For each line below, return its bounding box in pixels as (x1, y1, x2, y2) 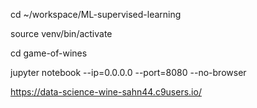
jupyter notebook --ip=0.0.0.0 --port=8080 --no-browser (10, 67, 247, 78)
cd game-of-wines (10, 47, 88, 59)
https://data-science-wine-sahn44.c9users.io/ (10, 86, 202, 98)
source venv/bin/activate (10, 28, 113, 39)
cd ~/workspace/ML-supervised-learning (10, 9, 182, 20)
